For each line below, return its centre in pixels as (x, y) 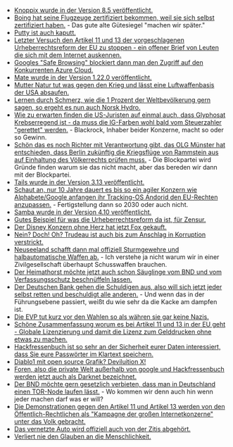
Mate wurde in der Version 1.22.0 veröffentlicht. (83, 77)
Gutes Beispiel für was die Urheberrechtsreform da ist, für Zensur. (110, 220)
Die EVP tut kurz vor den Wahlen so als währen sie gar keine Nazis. (111, 317)
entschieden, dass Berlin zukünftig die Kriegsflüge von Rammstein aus (116, 152)
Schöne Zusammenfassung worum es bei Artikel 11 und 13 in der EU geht (120, 324)
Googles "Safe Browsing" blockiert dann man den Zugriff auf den (108, 62)
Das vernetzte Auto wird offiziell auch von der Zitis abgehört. (102, 429)
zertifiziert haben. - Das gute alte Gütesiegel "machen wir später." (109, 25)
